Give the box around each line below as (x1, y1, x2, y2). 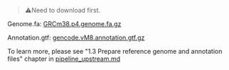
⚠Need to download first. (24, 6, 101, 14)
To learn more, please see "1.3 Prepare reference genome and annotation (7, 47, 223, 55)
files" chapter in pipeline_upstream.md (7, 54, 121, 63)
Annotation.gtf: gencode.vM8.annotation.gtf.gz (7, 33, 145, 42)
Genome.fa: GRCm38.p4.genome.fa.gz (7, 20, 122, 28)
